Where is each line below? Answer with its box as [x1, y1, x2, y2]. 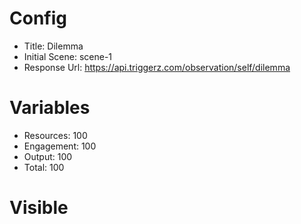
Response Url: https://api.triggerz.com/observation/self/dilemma [23, 61, 291, 73]
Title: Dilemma [23, 40, 84, 52]
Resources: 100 [23, 129, 88, 141]
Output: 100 [23, 150, 73, 162]
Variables [9, 97, 91, 119]
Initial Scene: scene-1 [23, 50, 113, 62]
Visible [9, 197, 69, 219]
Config [9, 7, 67, 30]
